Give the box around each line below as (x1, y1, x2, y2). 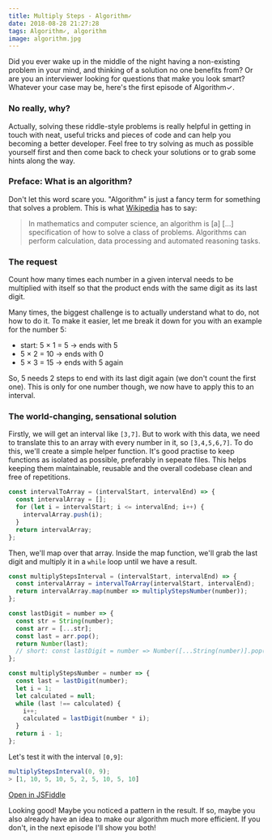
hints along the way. (8, 156, 75, 165)
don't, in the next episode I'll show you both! (8, 822, 156, 832)
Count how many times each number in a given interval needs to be (8, 275, 234, 285)
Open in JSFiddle (8, 790, 66, 799)
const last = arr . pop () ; (15, 632, 100, 641)
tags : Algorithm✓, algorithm (8, 27, 107, 35)
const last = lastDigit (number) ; (15, 677, 129, 685)
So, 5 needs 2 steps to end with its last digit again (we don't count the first (8, 374, 257, 384)
